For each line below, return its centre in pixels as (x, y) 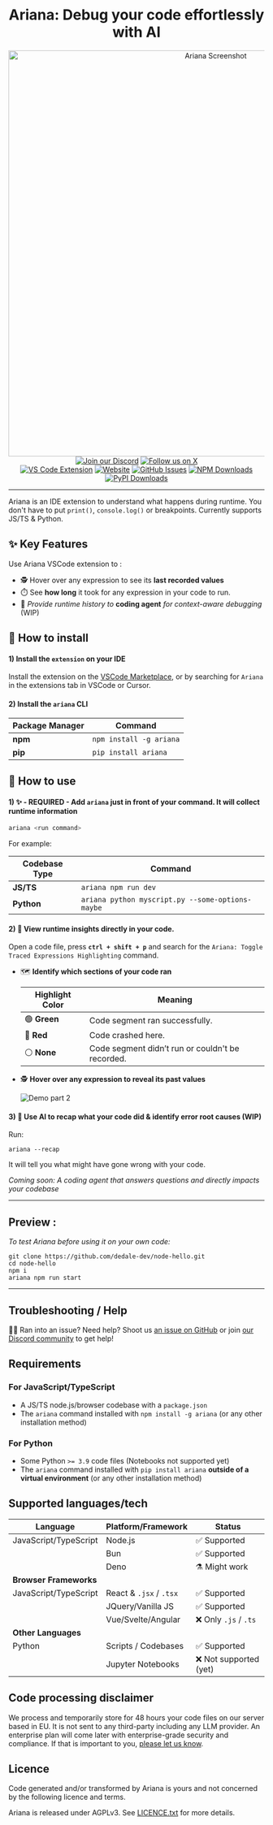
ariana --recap (34, 1150)
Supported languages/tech (78, 1504)
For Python (30, 1443)
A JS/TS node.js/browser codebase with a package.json (114, 1405)
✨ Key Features (48, 545)
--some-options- (220, 900)
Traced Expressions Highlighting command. (84, 955)
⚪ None (40, 1052)
